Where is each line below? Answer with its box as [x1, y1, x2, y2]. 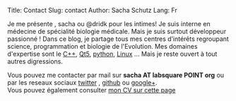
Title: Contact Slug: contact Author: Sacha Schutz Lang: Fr [7, 6, 178, 14]
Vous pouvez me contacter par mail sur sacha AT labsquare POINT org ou [7, 71, 225, 79]
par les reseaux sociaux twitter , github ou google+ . [7, 78, 158, 87]
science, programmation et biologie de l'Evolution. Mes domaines [7, 42, 198, 50]
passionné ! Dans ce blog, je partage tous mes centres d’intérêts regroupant [7, 35, 230, 43]
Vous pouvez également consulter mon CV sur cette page [7, 86, 176, 94]
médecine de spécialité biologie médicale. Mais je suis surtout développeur [7, 28, 227, 35]
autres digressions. [7, 57, 64, 66]
